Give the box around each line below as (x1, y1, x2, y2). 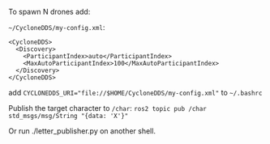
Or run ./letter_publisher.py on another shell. (8, 126, 156, 136)
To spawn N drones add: (8, 7, 91, 16)
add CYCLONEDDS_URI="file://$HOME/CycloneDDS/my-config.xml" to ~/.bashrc (8, 88, 263, 97)
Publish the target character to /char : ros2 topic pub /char (8, 104, 207, 112)
